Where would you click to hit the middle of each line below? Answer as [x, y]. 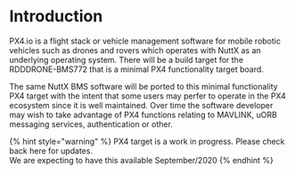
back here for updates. [51, 150]
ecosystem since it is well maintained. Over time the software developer [141, 105]
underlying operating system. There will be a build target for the [126, 59]
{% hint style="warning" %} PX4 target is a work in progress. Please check [147, 141]
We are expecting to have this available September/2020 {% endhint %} [141, 160]
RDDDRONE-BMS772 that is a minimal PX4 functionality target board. [137, 69]
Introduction [56, 16]
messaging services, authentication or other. [91, 124]
